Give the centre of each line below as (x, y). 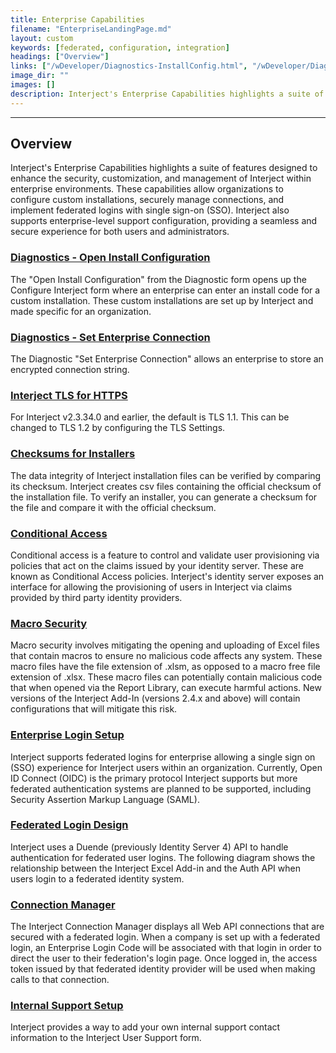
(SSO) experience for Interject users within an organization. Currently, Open (166, 767)
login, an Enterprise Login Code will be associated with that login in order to (166, 948)
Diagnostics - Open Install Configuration (110, 258)
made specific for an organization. (81, 311)
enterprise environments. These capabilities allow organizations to (147, 189)
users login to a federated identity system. (97, 878)
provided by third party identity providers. (96, 597)
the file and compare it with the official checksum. (113, 507)
